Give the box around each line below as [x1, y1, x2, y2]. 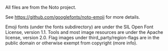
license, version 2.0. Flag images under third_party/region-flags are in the [5, 35, 159, 40]
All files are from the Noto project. [5, 5, 76, 10]
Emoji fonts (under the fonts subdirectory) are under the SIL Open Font [5, 24, 154, 30]
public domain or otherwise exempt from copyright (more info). [5, 40, 137, 46]
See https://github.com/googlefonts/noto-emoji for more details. [5, 14, 141, 20]
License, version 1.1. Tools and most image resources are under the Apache [5, 29, 163, 35]
